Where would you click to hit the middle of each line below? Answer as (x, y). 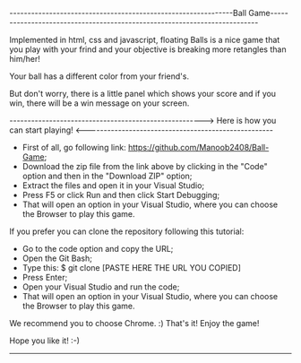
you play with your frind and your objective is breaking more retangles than (148, 49)
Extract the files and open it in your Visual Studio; (113, 186)
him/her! (25, 59)
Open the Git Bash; (57, 258)
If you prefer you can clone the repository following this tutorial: (127, 231)
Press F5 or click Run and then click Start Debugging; (121, 195)
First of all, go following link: (74, 147)
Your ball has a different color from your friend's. (99, 76)
